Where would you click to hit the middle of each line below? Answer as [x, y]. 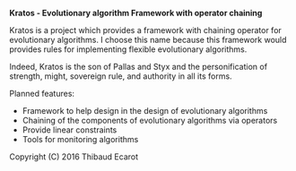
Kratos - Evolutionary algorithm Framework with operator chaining [136, 13]
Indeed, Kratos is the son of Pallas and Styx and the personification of [138, 67]
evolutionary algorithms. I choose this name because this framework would [148, 40]
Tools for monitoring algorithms [80, 139]
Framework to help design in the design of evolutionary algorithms [145, 111]
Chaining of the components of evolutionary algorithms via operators [150, 120]
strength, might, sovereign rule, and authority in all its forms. [121, 76]
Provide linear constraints [70, 130]
